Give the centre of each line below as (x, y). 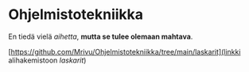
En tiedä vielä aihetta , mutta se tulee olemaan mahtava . (101, 36)
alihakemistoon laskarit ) (47, 60)
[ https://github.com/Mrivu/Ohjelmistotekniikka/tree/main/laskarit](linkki (124, 51)
